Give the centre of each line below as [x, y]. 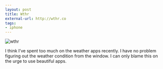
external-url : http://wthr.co [36, 18]
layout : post [18, 9]
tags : [10, 23]
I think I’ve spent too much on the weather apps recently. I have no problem [81, 51]
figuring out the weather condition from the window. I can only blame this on [81, 56]
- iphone [14, 28]
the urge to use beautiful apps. [36, 61]
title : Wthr [17, 14]
